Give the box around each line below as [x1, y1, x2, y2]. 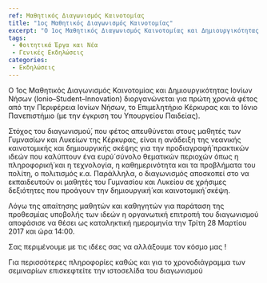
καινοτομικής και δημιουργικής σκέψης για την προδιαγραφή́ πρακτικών [8, 143, 249, 152]
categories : [8, 57, 48, 65]
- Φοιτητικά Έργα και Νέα [11, 41, 98, 49]
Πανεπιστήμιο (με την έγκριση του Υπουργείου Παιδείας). [8, 111, 201, 120]
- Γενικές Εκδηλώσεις [11, 49, 84, 57]
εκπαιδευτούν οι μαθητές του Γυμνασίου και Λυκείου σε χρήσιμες [8, 177, 227, 187]
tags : [8, 33, 26, 42]
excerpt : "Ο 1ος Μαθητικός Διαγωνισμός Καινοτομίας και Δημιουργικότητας [8, 26, 260, 34]
